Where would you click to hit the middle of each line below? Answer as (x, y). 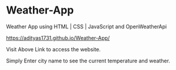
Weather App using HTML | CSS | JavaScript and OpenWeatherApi (87, 26)
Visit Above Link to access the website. (53, 49)
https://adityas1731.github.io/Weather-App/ (58, 38)
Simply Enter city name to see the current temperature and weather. (88, 61)
